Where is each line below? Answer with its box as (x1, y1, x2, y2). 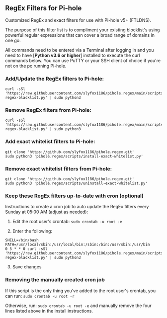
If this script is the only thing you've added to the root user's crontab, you (5, 288, 156, 294)
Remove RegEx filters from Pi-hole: (5, 107, 92, 114)
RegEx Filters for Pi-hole (5, 4, 82, 12)
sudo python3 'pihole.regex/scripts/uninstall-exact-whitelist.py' (5, 181, 148, 186)
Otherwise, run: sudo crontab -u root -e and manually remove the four (5, 303, 152, 309)
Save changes (12, 264, 42, 270)
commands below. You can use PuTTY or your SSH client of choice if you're (5, 57, 161, 64)
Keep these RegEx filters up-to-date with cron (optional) (5, 192, 144, 199)
